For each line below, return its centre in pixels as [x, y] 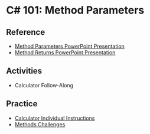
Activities [24, 71]
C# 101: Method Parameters [75, 10]
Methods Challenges [40, 124]
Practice [22, 104]
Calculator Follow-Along [44, 85]
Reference [26, 32]
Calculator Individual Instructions [55, 118]
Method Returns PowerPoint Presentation [65, 53]
